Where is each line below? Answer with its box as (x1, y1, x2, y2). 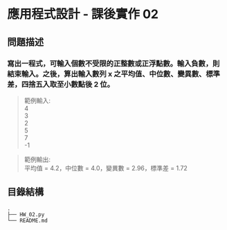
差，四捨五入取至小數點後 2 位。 (7, 79, 115, 89)
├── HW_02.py (7, 211, 45, 218)
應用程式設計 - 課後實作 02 (7, 6, 159, 22)
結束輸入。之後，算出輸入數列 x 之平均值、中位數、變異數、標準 (7, 69, 220, 78)
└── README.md (7, 217, 48, 224)
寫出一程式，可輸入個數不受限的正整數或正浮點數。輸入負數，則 (7, 58, 220, 68)
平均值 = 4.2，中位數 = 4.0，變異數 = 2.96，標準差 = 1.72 (24, 163, 188, 172)
